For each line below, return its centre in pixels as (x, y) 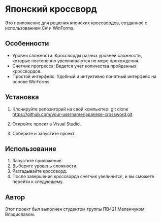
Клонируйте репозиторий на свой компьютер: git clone (70, 109)
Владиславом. (20, 214)
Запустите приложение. (37, 161)
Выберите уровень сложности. (45, 166)
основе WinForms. (31, 81)
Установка (22, 97)
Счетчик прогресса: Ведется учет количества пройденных (74, 66)
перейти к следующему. (38, 182)
